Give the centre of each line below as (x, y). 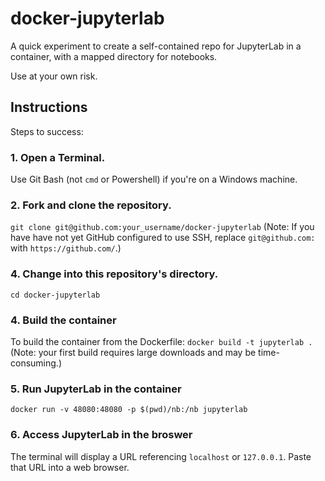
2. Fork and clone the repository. (91, 205)
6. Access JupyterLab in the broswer (101, 435)
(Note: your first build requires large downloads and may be (133, 352)
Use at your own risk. (54, 76)
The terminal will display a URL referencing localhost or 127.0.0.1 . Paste (161, 456)
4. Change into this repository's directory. (114, 274)
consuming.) (36, 363)
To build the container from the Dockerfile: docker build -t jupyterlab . (161, 341)
